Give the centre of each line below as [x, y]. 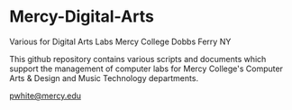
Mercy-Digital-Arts [82, 17]
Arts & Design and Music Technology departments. [104, 78]
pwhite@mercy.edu [46, 96]
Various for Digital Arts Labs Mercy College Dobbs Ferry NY [120, 41]
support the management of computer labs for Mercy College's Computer [146, 69]
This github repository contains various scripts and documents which [138, 59]
